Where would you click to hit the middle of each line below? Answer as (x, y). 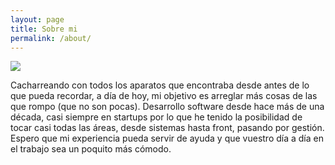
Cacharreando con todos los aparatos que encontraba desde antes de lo (160, 85)
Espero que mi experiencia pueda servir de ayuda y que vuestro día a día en (167, 138)
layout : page (37, 19)
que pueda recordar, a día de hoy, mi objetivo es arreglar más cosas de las (164, 96)
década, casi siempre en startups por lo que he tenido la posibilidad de (156, 117)
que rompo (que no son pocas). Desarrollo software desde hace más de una (167, 107)
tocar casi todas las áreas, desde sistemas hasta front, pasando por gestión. (167, 128)
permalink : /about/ (51, 38)
